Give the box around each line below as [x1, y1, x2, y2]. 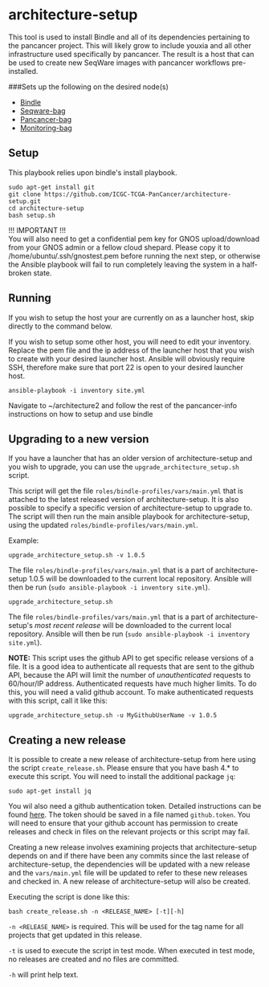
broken [8, 267, 32, 278]
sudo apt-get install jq [8, 787, 92, 796]
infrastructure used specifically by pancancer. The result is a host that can [8, 49, 255, 59]
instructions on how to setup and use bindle [8, 409, 154, 418]
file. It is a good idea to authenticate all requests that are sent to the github [8, 662, 255, 671]
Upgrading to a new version [8, 432, 149, 446]
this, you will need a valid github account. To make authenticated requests [8, 687, 255, 697]
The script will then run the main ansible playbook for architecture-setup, [8, 512, 251, 521]
